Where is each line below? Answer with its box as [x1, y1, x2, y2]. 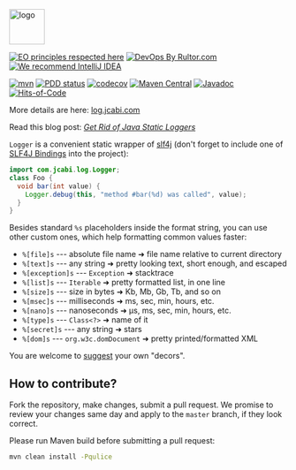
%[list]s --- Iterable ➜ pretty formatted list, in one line [21, 277, 225, 288]
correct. [9, 419, 38, 429]
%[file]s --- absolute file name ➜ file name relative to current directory [21, 249, 283, 260]
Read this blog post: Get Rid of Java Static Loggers [9, 122, 196, 132]
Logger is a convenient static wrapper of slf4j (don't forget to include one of [9, 139, 284, 149]
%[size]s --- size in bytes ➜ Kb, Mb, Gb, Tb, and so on [21, 286, 221, 297]
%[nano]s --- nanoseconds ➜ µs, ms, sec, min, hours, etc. [21, 305, 231, 316]
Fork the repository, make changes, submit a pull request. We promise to [9, 399, 274, 410]
